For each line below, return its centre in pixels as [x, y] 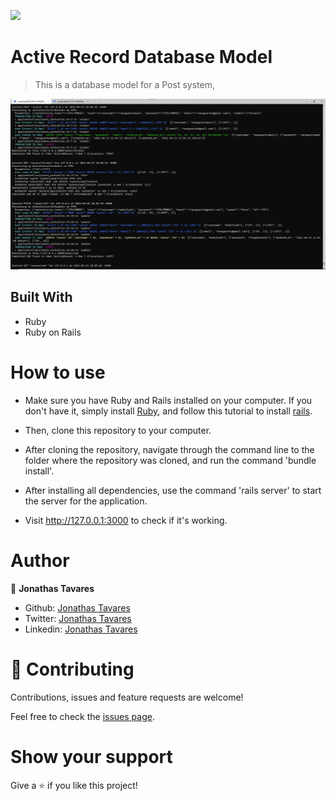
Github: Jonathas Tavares [77, 607]
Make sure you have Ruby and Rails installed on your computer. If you [168, 400]
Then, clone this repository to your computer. [118, 430]
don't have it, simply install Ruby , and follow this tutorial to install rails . [168, 411]
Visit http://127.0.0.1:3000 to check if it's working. [126, 520]
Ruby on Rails [53, 332]
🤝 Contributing [72, 669]
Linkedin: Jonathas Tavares [81, 629]
